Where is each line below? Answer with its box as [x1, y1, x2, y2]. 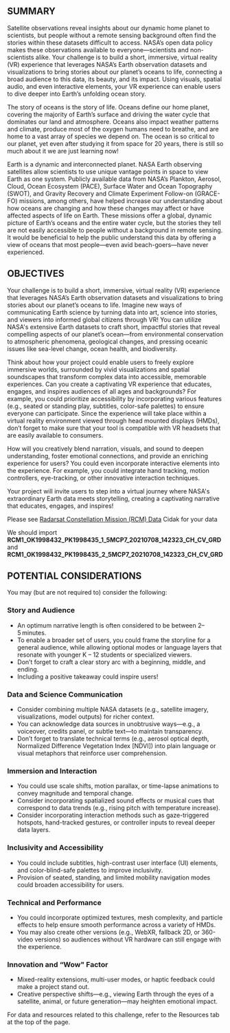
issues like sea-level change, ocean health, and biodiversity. [7, 344, 178, 353]
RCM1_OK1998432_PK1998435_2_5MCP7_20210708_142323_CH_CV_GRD [7, 550, 223, 558]
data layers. [16, 826, 51, 834]
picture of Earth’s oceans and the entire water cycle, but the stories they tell [7, 218, 221, 226]
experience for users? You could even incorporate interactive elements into [7, 459, 220, 467]
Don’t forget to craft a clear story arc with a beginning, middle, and [16, 657, 206, 666]
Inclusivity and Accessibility [7, 843, 104, 853]
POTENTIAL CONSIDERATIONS [7, 571, 142, 582]
